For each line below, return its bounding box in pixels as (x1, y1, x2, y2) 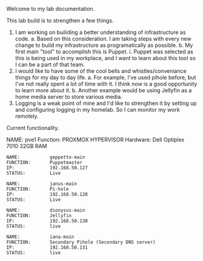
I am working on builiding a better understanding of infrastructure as (15, 29, 186, 36)
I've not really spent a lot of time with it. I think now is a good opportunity (15, 80, 198, 87)
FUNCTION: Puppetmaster (6, 160, 83, 166)
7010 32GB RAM (6, 143, 47, 149)
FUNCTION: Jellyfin (6, 212, 72, 219)
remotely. (15, 112, 39, 120)
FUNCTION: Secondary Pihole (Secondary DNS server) (6, 239, 156, 245)
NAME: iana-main (6, 234, 75, 240)
